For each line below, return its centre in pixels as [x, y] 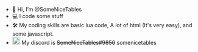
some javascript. [33, 34]
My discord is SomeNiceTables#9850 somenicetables [89, 43]
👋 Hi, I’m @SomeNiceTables [47, 9]
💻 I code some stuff [38, 16]
